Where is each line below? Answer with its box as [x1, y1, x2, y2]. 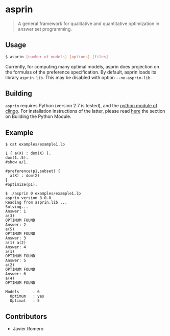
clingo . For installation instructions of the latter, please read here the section [5, 108, 165, 114]
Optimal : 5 [10, 298, 40, 303]
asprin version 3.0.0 [5, 196, 52, 201]
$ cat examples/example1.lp [5, 142, 65, 147]
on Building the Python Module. [5, 113, 71, 119]
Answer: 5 [5, 258, 27, 263]
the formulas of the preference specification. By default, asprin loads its [5, 69, 157, 75]
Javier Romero [12, 326, 44, 332]
